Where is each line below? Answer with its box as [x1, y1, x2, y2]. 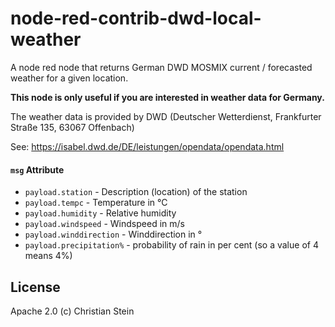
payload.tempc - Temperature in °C [24, 197, 168, 209]
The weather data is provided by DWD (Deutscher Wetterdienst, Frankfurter [10, 110, 322, 122]
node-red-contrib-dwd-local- [10, 7, 262, 30]
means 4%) [24, 250, 73, 262]
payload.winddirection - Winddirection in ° [24, 228, 203, 241]
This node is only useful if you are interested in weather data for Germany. [10, 91, 325, 103]
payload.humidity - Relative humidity [24, 207, 177, 219]
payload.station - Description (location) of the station [24, 186, 248, 198]
